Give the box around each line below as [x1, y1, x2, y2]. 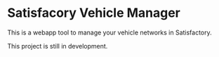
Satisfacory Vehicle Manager [7, 5, 181, 21]
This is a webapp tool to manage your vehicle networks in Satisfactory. [7, 28, 212, 37]
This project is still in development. [7, 42, 108, 50]
